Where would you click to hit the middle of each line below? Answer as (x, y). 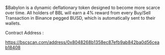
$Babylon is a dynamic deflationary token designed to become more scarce (83, 8)
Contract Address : (24, 33)
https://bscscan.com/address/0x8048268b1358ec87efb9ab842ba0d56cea (82, 42)
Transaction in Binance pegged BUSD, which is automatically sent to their (80, 18)
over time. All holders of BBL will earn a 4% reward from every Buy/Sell (78, 13)
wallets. (13, 23)
